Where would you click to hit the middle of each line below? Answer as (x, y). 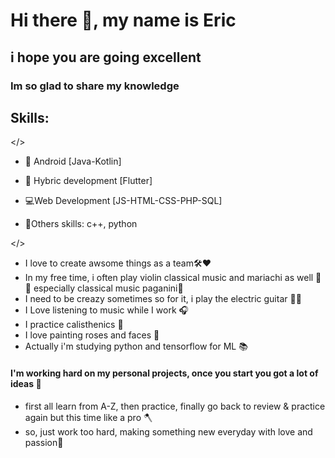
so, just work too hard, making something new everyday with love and (168, 431)
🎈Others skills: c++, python (81, 224)
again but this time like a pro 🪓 (88, 417)
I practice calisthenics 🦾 (74, 325)
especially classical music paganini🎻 (108, 288)
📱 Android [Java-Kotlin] (73, 161)
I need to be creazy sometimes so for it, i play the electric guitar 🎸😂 (163, 299)
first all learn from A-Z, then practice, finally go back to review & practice (175, 406)
